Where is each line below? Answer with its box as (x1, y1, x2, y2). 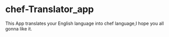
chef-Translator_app (5, 4, 94, 15)
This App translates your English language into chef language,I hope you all (5, 20, 164, 26)
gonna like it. (5, 25, 32, 31)
